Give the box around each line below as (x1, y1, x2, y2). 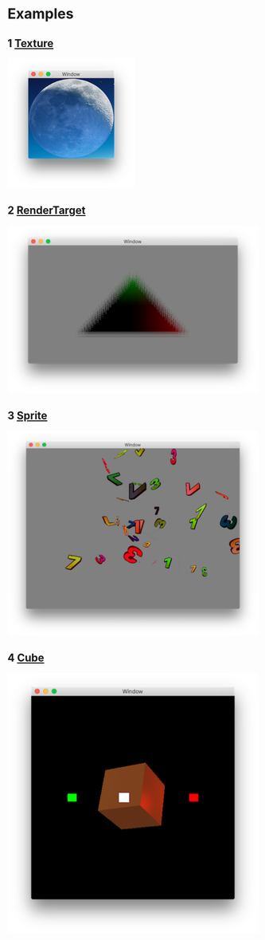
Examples (7, 5, 74, 23)
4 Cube (7, 651, 45, 665)
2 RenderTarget (7, 204, 86, 218)
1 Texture (7, 37, 54, 50)
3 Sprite (7, 408, 48, 423)
